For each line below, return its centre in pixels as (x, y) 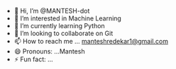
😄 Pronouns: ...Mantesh (49, 51)
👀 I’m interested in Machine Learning (68, 18)
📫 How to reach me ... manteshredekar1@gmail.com (91, 41)
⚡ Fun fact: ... (33, 59)
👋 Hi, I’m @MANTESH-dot (52, 11)
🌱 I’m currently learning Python (59, 26)
